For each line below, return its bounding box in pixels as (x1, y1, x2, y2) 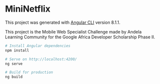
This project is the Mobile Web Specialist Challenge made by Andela (5, 29, 142, 34)
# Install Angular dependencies (5, 43, 71, 48)
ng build (5, 74, 23, 80)
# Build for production (5, 70, 53, 75)
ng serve (5, 61, 23, 66)
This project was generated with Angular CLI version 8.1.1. (5, 19, 121, 25)
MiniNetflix (5, 3, 51, 15)
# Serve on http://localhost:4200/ (5, 57, 77, 62)
